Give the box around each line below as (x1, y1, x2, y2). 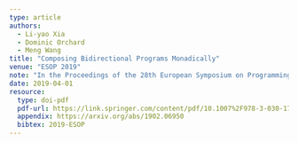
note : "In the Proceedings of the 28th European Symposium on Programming (9, 71, 292, 80)
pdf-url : (17, 104, 50, 113)
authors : (9, 21, 42, 30)
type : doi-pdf (17, 95, 69, 105)
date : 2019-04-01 (9, 79, 74, 88)
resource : (9, 87, 46, 96)
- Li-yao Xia (17, 29, 66, 38)
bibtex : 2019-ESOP (17, 121, 86, 130)
